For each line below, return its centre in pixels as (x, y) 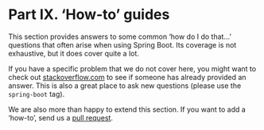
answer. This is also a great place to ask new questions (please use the (125, 86)
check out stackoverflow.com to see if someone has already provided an (127, 77)
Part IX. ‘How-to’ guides (89, 15)
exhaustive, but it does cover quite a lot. (74, 53)
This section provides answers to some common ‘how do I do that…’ (120, 36)
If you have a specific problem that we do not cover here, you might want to (132, 68)
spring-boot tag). (37, 94)
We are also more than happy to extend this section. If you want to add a (127, 109)
